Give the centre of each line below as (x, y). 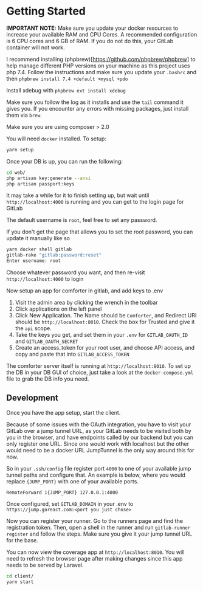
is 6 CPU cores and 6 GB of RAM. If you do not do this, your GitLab (90, 41)
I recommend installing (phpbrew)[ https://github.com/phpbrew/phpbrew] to (101, 59)
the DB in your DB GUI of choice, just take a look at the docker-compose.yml (100, 373)
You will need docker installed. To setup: (56, 139)
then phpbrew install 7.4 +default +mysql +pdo (67, 78)
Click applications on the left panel (58, 309)
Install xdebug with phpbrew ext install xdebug (66, 90)
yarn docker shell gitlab (39, 250)
